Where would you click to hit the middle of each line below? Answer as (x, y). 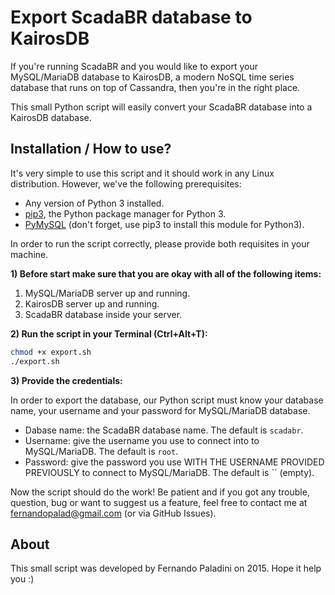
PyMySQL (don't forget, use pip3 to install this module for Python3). (164, 224)
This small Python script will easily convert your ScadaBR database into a (161, 107)
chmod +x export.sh (51, 352)
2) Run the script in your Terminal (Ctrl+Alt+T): (109, 333)
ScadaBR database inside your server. (103, 314)
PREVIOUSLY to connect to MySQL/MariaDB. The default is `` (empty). (169, 472)
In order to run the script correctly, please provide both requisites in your (160, 243)
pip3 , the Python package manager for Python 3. (125, 213)
